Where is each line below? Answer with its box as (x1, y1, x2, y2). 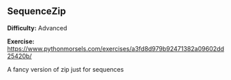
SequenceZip (7, 6, 66, 17)
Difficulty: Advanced (7, 23, 68, 32)
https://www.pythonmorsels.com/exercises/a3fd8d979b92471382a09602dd (7, 44, 225, 52)
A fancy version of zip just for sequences (7, 65, 124, 73)
